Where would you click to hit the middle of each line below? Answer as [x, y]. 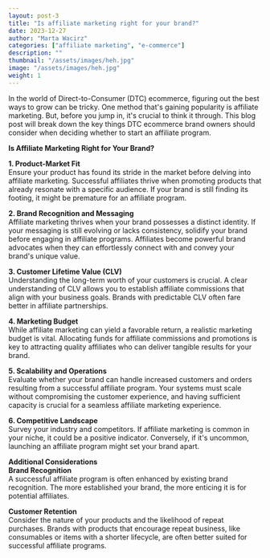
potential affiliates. [39, 495]
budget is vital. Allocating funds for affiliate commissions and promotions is [133, 338]
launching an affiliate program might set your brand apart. [104, 446]
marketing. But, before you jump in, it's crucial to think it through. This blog [132, 115]
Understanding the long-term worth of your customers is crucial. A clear [128, 280]
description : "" [35, 53]
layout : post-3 [34, 16]
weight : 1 [25, 75]
